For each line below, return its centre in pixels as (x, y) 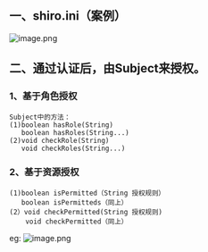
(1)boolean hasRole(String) (62, 125)
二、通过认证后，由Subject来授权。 (108, 68)
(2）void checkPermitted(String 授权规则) (86, 212)
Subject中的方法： (40, 117)
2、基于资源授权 (44, 172)
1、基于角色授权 (43, 97)
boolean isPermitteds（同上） (75, 202)
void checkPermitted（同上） (77, 222)
